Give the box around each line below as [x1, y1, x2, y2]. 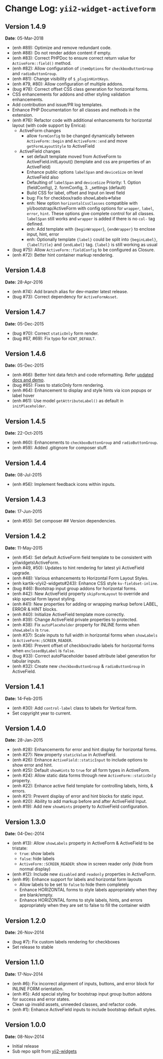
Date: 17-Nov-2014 [5, 971, 43, 977]
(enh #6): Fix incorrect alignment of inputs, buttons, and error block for [12, 980, 155, 986]
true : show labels [19, 851, 55, 857]
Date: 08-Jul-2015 [5, 472, 42, 478]
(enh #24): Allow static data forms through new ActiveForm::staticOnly [12, 773, 157, 779]
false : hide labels [19, 856, 55, 861]
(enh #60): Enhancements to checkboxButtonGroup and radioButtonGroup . [12, 440, 158, 445]
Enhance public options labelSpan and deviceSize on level [26, 169, 144, 175]
